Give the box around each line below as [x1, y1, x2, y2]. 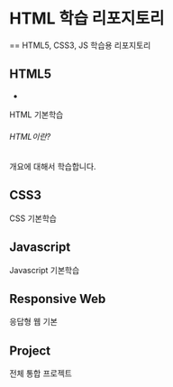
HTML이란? [9, 132, 51, 143]
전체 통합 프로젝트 [9, 368, 72, 379]
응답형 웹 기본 [9, 317, 59, 327]
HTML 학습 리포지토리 [9, 8, 165, 29]
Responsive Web [9, 290, 106, 307]
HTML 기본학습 [9, 109, 64, 120]
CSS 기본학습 [9, 213, 57, 224]
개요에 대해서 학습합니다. [9, 161, 96, 171]
